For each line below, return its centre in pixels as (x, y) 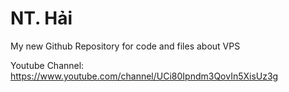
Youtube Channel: (47, 65)
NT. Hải (41, 18)
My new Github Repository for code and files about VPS (125, 46)
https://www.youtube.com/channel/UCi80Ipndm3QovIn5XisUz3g (144, 76)
